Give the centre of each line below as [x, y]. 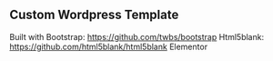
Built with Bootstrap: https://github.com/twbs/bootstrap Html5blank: [137, 36]
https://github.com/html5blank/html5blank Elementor [108, 46]
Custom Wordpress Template [94, 15]
